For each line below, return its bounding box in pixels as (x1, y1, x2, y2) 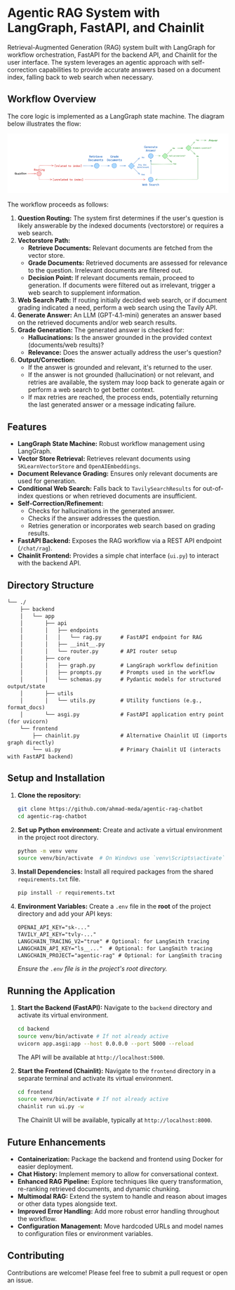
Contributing (7, 1250, 65, 1262)
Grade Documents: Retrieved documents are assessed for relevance (27, 258, 228, 268)
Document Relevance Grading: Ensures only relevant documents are (17, 469, 218, 478)
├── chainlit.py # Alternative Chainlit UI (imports (32, 732, 228, 739)
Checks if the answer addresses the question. (27, 514, 161, 522)
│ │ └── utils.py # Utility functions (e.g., (20, 697, 202, 704)
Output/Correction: (17, 356, 76, 364)
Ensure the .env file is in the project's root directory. (17, 964, 168, 973)
